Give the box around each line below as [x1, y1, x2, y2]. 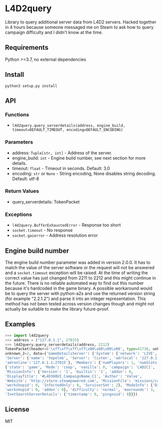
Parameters [5, 139, 33, 146]
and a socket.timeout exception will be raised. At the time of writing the [5, 270, 148, 276]
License [5, 405, 30, 414]
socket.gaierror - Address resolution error [12, 232, 98, 239]
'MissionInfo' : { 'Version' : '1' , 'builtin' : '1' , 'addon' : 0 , [5, 369, 133, 374]
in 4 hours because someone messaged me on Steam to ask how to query [5, 24, 154, 30]
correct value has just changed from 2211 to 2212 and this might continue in [5, 275, 156, 280]
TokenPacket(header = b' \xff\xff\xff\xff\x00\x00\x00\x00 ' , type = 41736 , [5, 347, 151, 352]
